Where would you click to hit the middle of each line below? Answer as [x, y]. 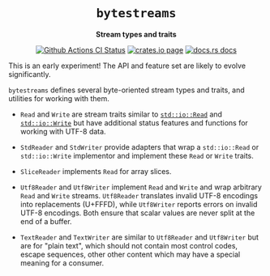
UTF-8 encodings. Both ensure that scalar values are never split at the [137, 213]
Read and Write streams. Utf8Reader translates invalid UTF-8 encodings [139, 195]
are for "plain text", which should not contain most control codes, [129, 245]
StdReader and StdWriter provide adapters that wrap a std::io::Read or [139, 146]
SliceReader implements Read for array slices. [96, 171]
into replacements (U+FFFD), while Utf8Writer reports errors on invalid [139, 204]
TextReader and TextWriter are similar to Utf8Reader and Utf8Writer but [139, 237]
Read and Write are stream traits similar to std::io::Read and [121, 114]
